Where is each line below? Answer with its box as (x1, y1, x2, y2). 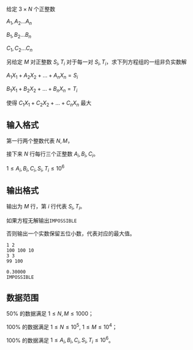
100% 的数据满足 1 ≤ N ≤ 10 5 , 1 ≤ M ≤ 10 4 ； (6, 322, 118, 330)
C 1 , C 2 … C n (6, 44, 32, 53)
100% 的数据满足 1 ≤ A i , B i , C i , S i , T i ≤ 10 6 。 (6, 335, 115, 345)
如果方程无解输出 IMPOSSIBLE (6, 217, 77, 224)
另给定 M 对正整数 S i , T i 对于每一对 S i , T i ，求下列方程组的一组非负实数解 (6, 58, 187, 67)
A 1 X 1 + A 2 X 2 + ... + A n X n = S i (6, 72, 78, 80)
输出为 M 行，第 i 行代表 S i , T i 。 (6, 203, 86, 211)
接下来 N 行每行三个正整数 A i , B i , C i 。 (6, 150, 99, 159)
